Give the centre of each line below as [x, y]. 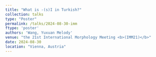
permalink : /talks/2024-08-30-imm [41, 24]
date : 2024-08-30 [23, 42]
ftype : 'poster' [22, 28]
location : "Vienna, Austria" [36, 47]
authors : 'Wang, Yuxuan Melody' [39, 33]
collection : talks [24, 14]
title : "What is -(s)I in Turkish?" [43, 10]
